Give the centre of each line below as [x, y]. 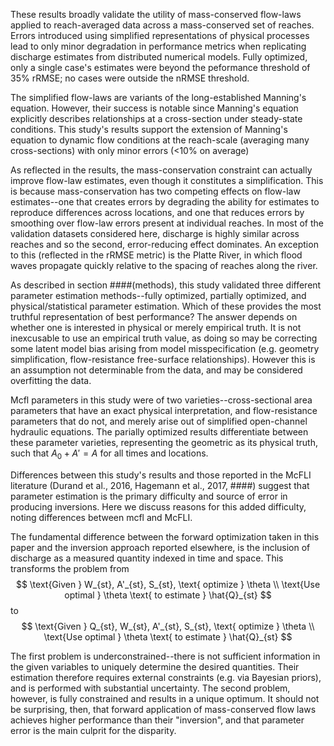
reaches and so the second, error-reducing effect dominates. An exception [164, 244]
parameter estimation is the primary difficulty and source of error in [149, 496]
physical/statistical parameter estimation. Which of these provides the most [166, 306]
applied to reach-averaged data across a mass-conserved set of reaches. [162, 25]
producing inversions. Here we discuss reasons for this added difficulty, [158, 506]
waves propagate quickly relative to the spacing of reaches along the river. [164, 265]
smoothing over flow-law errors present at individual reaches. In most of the [167, 223]
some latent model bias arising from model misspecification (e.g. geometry [165, 348]
